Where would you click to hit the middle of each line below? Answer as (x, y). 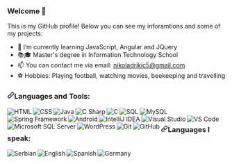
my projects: (25, 33)
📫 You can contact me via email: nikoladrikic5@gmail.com (101, 65)
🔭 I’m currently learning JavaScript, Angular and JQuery (97, 47)
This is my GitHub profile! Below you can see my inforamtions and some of (114, 26)
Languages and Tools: (52, 97)
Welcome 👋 (27, 11)
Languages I (189, 129)
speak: (19, 138)
